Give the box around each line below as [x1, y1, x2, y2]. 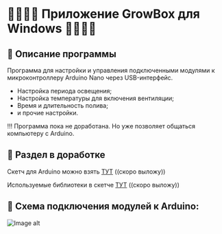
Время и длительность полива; [16, 102, 108, 109]
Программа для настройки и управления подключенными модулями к [7, 67, 215, 74]
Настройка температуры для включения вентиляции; [16, 94, 175, 102]
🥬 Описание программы [7, 48, 116, 60]
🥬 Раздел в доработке [7, 149, 106, 161]
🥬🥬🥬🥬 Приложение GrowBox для [7, 6, 201, 22]
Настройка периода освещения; [16, 87, 112, 95]
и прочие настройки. [16, 109, 79, 117]
